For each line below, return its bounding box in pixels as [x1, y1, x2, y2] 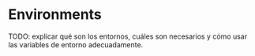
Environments [8, 6, 103, 24]
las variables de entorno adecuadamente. [8, 39, 144, 49]
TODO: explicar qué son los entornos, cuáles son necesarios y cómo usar [8, 32, 247, 41]
